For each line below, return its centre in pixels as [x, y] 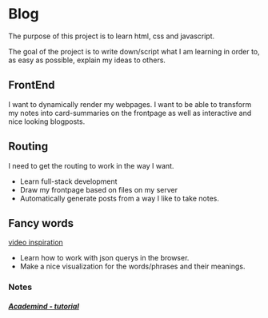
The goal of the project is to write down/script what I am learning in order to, [134, 51]
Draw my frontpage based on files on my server [99, 189]
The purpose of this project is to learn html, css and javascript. [112, 36]
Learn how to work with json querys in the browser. [104, 258]
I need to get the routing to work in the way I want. [91, 165]
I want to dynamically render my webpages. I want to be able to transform [130, 104]
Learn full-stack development [68, 181]
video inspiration [36, 242]
